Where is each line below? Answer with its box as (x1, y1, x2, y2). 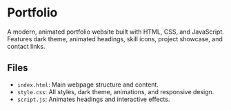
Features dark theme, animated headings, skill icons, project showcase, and (7, 34, 223, 43)
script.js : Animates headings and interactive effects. (17, 95, 170, 103)
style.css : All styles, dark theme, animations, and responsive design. (17, 87, 214, 96)
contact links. (7, 42, 46, 50)
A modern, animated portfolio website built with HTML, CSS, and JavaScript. (7, 27, 224, 36)
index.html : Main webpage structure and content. (17, 80, 159, 89)
